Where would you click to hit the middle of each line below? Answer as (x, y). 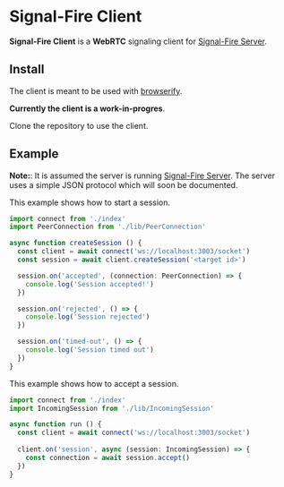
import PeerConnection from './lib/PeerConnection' (108, 227)
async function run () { (56, 424)
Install (27, 69)
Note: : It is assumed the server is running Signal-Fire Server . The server (142, 175)
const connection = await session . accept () (108, 457)
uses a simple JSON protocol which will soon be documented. (124, 184)
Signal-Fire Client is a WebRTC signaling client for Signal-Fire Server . (138, 41)
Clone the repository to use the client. (79, 125)
